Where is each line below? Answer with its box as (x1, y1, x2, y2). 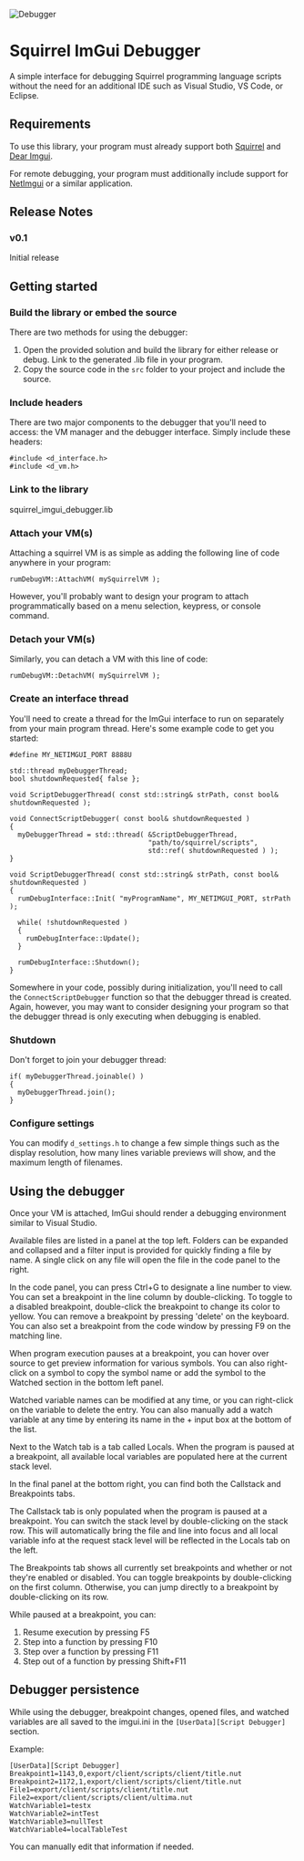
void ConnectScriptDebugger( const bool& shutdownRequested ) (9, 814, 250, 823)
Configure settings (9, 1117, 95, 1129)
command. (9, 610, 50, 621)
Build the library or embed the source (9, 306, 177, 318)
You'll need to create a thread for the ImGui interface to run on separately (9, 712, 285, 724)
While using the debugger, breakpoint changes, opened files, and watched (9, 1706, 289, 1717)
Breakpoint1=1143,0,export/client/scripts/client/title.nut (9, 1769, 243, 1778)
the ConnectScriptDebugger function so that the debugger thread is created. (9, 991, 292, 1003)
